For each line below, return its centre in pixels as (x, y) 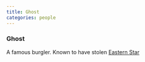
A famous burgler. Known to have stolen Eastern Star (73, 52)
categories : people (31, 18)
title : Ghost (23, 12)
